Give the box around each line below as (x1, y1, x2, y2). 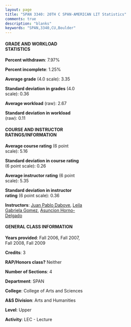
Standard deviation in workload (5, 110, 71, 116)
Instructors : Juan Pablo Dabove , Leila (5, 202, 82, 208)
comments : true (5, 16, 36, 21)
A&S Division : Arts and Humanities (5, 297, 76, 303)
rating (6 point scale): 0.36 (5, 192, 60, 198)
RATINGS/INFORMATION (5, 132, 57, 138)
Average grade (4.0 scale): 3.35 (5, 76, 70, 82)
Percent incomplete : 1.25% (5, 67, 62, 73)
